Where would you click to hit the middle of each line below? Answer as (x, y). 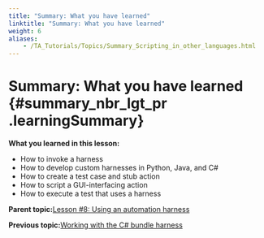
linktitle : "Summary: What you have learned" (87, 24)
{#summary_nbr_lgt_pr (88, 104)
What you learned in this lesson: (64, 144)
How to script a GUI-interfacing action (84, 185)
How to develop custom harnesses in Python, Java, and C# (119, 168)
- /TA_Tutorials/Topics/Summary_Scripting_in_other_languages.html (139, 46)
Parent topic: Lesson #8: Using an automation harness (99, 210)
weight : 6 (25, 31)
